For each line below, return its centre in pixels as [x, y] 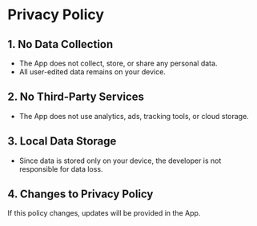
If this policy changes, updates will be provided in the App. [104, 213]
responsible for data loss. [61, 169]
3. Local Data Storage [62, 141]
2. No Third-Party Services [76, 97]
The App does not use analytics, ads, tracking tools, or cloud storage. [134, 116]
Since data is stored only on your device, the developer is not [120, 161]
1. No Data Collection [60, 44]
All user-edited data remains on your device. [92, 72]
